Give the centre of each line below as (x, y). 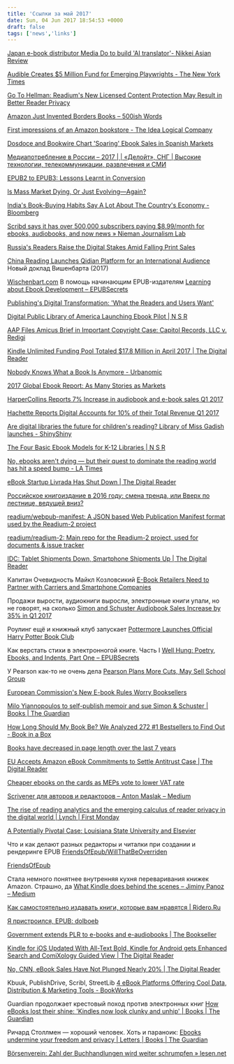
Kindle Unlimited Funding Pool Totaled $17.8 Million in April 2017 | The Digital (117, 351)
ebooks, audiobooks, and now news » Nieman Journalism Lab (97, 234)
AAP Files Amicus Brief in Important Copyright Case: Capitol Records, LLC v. (117, 330)
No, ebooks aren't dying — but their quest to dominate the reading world (112, 461)
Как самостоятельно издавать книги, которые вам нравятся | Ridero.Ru (114, 908)
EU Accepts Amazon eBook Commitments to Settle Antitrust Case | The (110, 762)
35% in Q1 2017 (30, 616)
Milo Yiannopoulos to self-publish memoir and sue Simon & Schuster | (108, 706)
